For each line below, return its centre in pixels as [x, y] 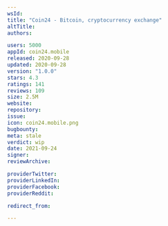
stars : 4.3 [23, 78]
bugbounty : [23, 129]
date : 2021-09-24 [32, 149]
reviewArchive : [29, 162]
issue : [17, 116]
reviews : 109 [26, 91]
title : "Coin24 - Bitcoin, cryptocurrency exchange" [85, 20]
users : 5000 [24, 46]
